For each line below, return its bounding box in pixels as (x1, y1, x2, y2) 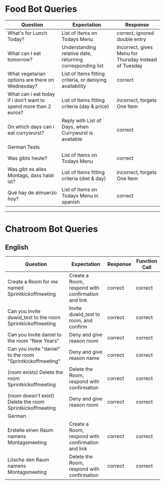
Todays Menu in (61, 192, 99, 199)
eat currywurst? (7, 129, 44, 136)
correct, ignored (116, 30, 154, 36)
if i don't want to (7, 97, 45, 104)
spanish (61, 198, 80, 205)
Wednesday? (7, 82, 38, 89)
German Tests (7, 143, 40, 150)
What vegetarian (7, 70, 46, 77)
